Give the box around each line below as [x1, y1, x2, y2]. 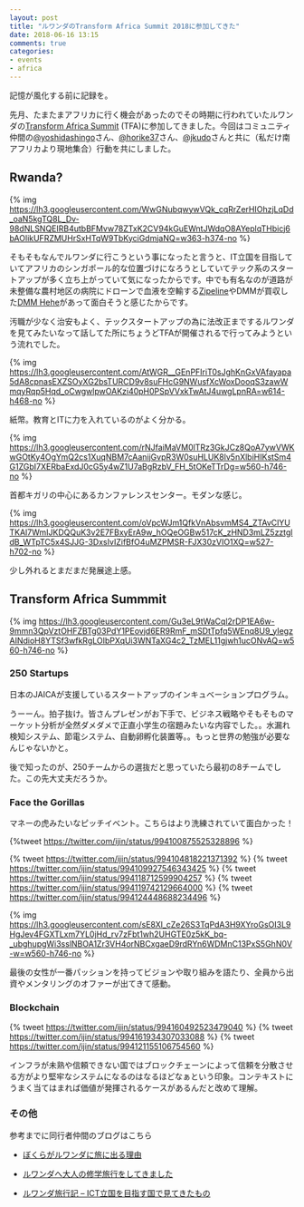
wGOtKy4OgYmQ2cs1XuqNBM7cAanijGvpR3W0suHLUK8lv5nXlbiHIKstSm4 [9, 451, 292, 462]
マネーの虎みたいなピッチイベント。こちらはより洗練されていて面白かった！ [9, 818, 294, 829]
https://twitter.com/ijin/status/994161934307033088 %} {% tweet [9, 1031, 255, 1043]
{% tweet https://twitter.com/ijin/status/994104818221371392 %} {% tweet [9, 853, 288, 864]
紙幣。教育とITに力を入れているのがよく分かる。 [9, 414, 191, 424]
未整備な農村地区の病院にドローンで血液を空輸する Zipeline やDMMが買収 [9, 285, 280, 296]
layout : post [9, 13, 59, 23]
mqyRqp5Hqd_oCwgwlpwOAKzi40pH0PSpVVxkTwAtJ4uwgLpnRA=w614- [9, 385, 285, 396]
